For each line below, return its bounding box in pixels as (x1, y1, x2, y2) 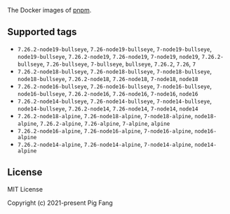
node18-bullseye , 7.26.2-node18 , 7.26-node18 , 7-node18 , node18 (17, 74, 198, 83)
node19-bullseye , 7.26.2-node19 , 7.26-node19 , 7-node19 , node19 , (17, 52, 201, 60)
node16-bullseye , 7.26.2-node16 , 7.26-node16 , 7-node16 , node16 (17, 89, 198, 97)
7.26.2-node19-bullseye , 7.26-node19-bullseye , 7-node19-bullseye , (17, 45, 212, 53)
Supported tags (7, 26, 77, 38)
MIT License (7, 185, 43, 193)
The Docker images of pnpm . (7, 6, 92, 14)
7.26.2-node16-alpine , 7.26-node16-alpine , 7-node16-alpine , (17, 126, 194, 135)
